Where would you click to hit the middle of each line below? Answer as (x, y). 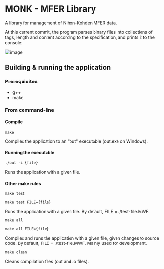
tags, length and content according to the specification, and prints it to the (80, 37)
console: (14, 42)
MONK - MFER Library (51, 9)
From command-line (30, 110)
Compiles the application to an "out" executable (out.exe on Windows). (77, 141)
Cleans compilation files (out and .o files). (47, 262)
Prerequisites (21, 81)
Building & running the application (58, 67)
